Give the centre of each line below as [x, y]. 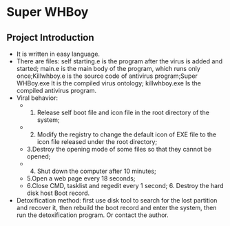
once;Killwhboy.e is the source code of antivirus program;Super [107, 76]
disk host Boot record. [58, 193]
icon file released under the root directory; [97, 142]
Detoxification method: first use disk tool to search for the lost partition [117, 200]
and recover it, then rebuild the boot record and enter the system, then [116, 208]
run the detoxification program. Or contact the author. [93, 215]
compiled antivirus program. [56, 91]
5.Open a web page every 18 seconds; [81, 178]
